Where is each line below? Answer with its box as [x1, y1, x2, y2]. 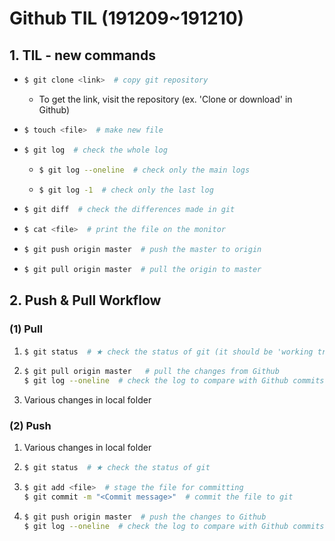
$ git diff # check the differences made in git [23, 205, 236, 215]
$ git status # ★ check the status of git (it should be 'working [23, 347, 314, 357]
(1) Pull [9, 322, 43, 336]
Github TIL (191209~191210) [9, 7, 245, 30]
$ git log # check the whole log [23, 145, 168, 155]
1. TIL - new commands [9, 47, 156, 64]
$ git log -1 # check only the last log [38, 185, 214, 195]
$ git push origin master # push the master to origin [23, 245, 262, 255]
